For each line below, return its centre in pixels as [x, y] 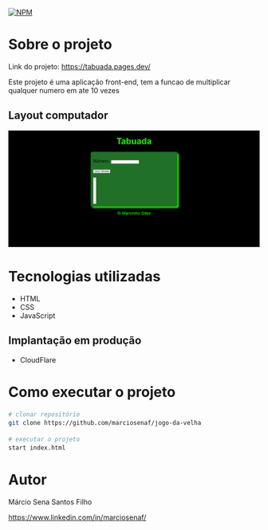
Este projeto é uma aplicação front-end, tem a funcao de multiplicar [120, 82]
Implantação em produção [75, 341]
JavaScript [37, 316]
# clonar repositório [44, 414]
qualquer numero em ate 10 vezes [64, 90]
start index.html [37, 448]
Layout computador [58, 116]
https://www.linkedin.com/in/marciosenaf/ [77, 517]
